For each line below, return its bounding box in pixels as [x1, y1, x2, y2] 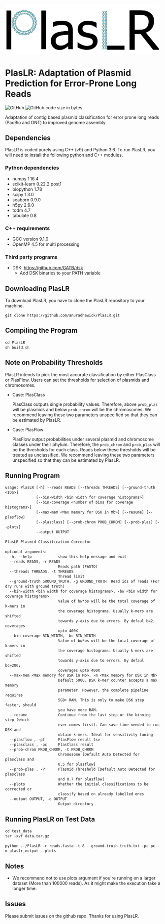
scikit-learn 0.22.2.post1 [12, 181, 62, 187]
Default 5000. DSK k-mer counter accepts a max [58, 678, 158, 683]
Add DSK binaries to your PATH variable [19, 270, 101, 276]
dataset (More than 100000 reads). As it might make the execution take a [12, 880, 161, 886]
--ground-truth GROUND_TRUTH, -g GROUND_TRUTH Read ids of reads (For [9, 579, 160, 584]
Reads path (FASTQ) [58, 564, 98, 570]
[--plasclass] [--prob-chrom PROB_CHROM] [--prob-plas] [36, 520, 153, 525]
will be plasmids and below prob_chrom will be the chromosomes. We [12, 406, 152, 412]
